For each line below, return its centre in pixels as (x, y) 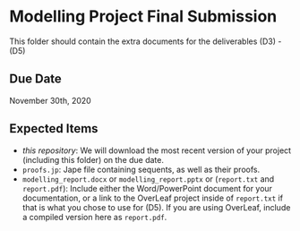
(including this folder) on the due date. (93, 159)
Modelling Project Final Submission (143, 17)
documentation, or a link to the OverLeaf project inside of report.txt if (153, 198)
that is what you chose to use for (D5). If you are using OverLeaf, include (156, 207)
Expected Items (54, 128)
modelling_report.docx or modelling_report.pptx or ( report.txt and (148, 179)
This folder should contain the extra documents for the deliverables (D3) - (146, 41)
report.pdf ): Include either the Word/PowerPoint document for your (147, 188)
